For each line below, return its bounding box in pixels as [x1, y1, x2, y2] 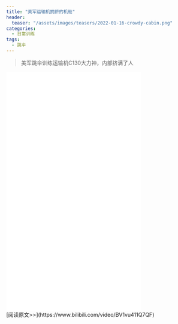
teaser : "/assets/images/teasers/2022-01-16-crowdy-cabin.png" [11, 20, 173, 26]
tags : [6, 36, 20, 42]
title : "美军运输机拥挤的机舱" [6, 8, 76, 15]
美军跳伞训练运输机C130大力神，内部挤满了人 [20, 59, 134, 66]
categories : [6, 25, 36, 32]
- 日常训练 [11, 31, 35, 37]
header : [6, 14, 26, 20]
